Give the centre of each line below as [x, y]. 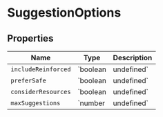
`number [92, 103]
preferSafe [28, 81]
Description [133, 58]
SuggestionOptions [64, 13]
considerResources [41, 92]
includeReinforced [41, 70]
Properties [30, 38]
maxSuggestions [36, 103]
